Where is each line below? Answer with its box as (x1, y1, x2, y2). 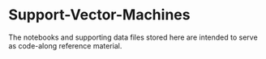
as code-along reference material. (8, 40, 122, 50)
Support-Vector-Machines (8, 6, 191, 24)
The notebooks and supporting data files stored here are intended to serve (8, 32, 258, 42)
